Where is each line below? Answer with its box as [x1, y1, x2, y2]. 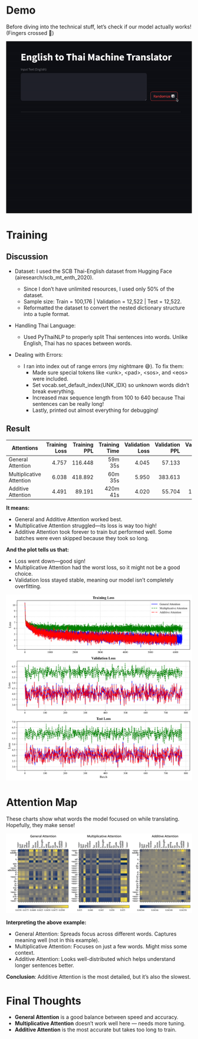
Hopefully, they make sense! [6, 821, 75, 828]
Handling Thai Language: [14, 322, 76, 329]
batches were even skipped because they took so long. [14, 535, 149, 542]
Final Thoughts [6, 994, 81, 1008]
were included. [32, 375, 69, 382]
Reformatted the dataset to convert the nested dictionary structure [23, 304, 186, 311]
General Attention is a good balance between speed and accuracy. [14, 1014, 179, 1021]
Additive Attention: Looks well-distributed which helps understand [14, 956, 176, 963]
